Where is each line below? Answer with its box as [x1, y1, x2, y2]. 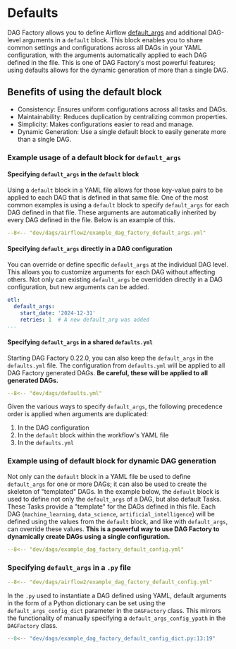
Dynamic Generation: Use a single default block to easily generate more [17, 127, 227, 135]
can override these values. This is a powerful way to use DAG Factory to [7, 524, 220, 533]
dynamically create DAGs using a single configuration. [7, 532, 170, 540]
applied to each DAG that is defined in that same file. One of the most [7, 193, 209, 202]
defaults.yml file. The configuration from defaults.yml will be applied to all [7, 361, 225, 370]
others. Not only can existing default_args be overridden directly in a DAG [7, 275, 223, 284]
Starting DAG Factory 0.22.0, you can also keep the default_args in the [7, 353, 213, 362]
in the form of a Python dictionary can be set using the [7, 598, 166, 607]
